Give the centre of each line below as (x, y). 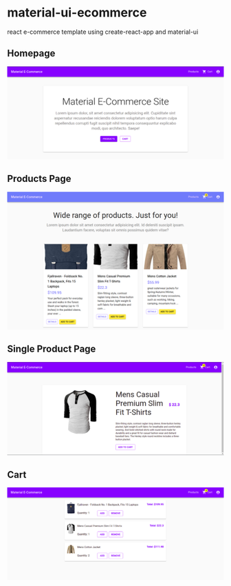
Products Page (39, 179)
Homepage (31, 53)
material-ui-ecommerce (77, 13)
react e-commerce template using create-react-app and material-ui (103, 32)
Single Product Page (52, 349)
